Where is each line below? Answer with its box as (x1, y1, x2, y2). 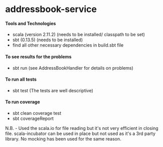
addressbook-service (5, 4, 97, 15)
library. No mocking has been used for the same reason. (5, 136, 121, 141)
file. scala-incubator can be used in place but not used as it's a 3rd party (5, 130, 155, 136)
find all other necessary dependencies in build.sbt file (12, 42, 124, 48)
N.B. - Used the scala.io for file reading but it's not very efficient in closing (5, 125, 159, 131)
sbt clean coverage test (12, 110, 62, 116)
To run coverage (5, 99, 40, 105)
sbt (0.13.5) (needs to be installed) (12, 37, 83, 43)
